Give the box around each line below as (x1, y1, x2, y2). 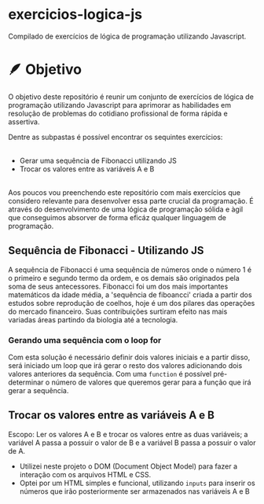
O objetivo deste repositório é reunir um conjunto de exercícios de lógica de (8, 92, 254, 101)
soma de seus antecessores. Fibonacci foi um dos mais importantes (8, 281, 229, 291)
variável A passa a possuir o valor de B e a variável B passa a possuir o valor (8, 438, 256, 447)
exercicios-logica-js (8, 6, 143, 24)
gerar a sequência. (8, 385, 69, 395)
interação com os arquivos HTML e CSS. (19, 469, 152, 479)
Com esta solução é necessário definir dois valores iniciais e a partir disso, (8, 352, 251, 362)
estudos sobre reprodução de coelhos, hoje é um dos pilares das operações (8, 298, 255, 307)
